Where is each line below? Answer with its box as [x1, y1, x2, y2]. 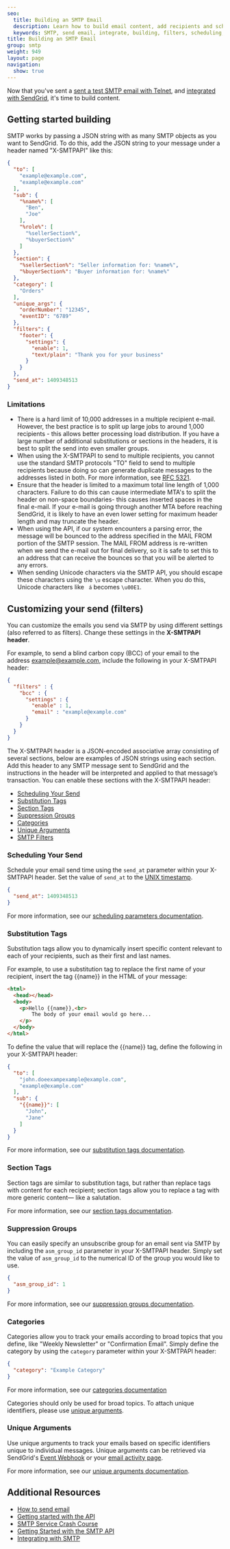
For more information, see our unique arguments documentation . [7, 1467, 190, 1475]
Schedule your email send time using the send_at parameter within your [7, 866, 209, 874]
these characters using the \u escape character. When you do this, [16, 576, 206, 584]
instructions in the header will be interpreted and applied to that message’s [7, 769, 218, 777]
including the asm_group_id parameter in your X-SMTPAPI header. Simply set [7, 1246, 222, 1254]
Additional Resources [7, 1486, 101, 1498]
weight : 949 [7, 49, 41, 56]
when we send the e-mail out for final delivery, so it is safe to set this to [16, 547, 219, 555]
